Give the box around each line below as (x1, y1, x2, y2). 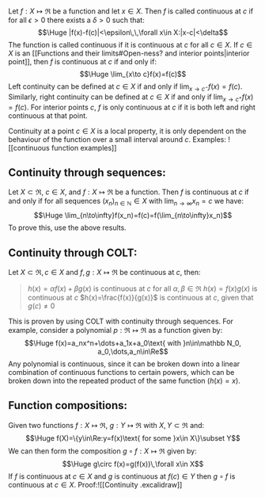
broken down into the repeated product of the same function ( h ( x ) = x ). (8, 376, 241, 386)
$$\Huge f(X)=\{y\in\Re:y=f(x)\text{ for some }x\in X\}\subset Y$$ (25, 433, 240, 442)
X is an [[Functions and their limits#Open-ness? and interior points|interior (8, 48, 250, 58)
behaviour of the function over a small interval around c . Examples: (8, 134, 227, 144)
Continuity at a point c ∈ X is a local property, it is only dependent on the (8, 126, 247, 136)
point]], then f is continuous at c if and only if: (8, 57, 157, 66)
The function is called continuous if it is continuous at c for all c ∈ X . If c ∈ (8, 40, 253, 49)
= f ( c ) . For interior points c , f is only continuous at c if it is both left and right (8, 102, 256, 112)
